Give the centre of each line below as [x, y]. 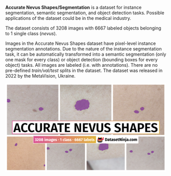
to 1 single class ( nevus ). [31, 33]
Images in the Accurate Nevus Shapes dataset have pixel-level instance [81, 43]
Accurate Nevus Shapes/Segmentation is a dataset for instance [74, 7]
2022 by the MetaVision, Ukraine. [40, 76]
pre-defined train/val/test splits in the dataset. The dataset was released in [84, 70]
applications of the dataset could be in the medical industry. [68, 18]
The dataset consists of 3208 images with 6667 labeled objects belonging [83, 28]
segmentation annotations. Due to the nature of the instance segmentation [83, 49]
